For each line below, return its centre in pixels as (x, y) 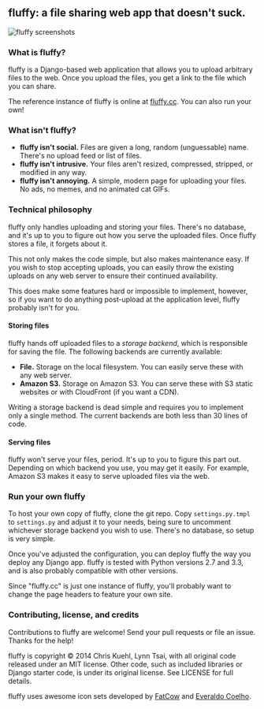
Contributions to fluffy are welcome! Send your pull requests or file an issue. (132, 632)
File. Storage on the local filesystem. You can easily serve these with (131, 366)
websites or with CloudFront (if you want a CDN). (99, 392)
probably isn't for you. (44, 307)
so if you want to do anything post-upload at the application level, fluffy (124, 299)
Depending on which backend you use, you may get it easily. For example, (129, 468)
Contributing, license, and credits (74, 615)
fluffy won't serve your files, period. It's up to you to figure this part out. (125, 459)
